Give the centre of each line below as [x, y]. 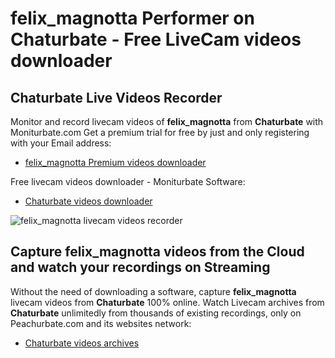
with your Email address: [61, 143]
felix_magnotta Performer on [132, 18]
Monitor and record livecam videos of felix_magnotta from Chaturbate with [167, 121]
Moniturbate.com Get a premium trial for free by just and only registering [160, 132]
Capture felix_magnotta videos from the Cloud [157, 252]
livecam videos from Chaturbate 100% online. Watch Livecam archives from [167, 302]
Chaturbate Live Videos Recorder [116, 97]
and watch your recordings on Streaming [140, 267]
